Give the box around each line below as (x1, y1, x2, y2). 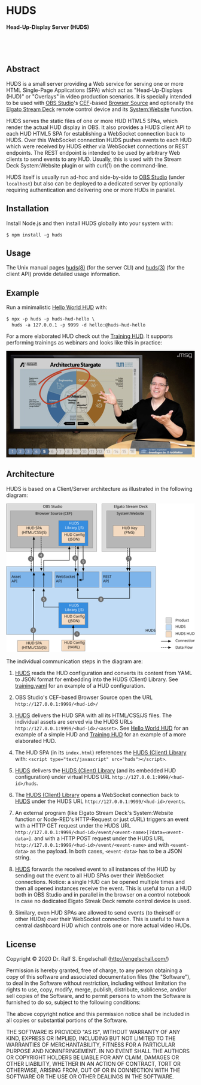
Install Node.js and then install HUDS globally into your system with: (6, 220, 173, 227)
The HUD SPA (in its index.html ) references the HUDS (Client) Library (14, 749, 187, 756)
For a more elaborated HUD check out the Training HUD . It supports (6, 332, 173, 340)
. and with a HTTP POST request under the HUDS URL (31, 835, 165, 842)
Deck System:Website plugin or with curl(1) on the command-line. (6, 161, 168, 169)
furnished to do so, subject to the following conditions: (6, 999, 141, 1006)
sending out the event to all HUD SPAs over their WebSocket (14, 872, 165, 879)
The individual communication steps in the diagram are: (6, 658, 144, 665)
